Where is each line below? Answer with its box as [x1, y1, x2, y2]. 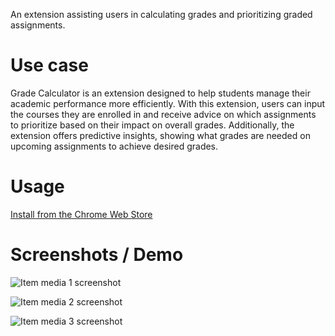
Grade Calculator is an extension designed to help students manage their [10, 87, 311, 99]
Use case [10, 54, 89, 77]
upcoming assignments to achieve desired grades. [10, 140, 219, 152]
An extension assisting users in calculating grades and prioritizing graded [10, 9, 313, 20]
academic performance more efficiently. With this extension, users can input [10, 97, 326, 109]
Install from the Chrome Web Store [10, 208, 153, 220]
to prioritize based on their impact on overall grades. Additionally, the [10, 119, 295, 131]
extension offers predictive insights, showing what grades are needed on [10, 129, 311, 141]
